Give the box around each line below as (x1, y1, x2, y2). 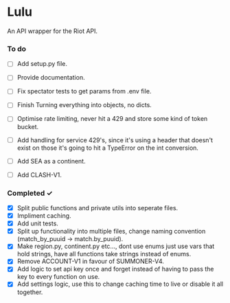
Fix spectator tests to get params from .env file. (16, 87, 152, 96)
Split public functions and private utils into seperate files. (16, 204, 179, 212)
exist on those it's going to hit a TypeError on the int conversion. (16, 144, 199, 152)
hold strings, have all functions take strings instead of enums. (16, 250, 192, 258)
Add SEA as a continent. (16, 157, 86, 165)
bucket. (16, 122, 39, 131)
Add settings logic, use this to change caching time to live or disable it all (16, 280, 224, 289)
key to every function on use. (16, 273, 100, 281)
